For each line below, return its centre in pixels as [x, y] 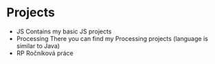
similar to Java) [38, 46]
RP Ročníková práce [45, 53]
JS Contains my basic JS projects [64, 31]
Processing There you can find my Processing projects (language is [112, 38]
